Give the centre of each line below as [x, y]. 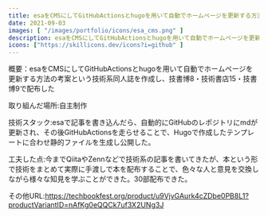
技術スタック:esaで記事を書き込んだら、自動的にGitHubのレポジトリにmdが [133, 122]
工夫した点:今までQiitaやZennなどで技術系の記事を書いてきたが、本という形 [133, 159]
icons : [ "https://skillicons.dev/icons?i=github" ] [96, 45]
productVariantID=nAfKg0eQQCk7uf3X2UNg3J [86, 205]
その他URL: [27, 196]
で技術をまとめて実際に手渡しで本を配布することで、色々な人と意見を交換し [134, 169]
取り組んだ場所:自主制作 [48, 106]
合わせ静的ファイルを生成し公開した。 [92, 142]
